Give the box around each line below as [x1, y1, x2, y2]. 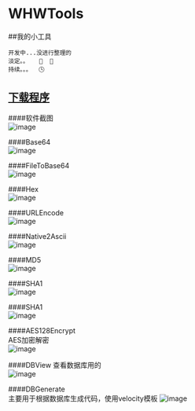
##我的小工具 [8, 31, 52, 41]
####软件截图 [8, 113, 53, 123]
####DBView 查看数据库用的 [8, 360, 102, 369]
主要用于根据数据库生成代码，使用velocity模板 [8, 394, 158, 403]
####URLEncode [8, 207, 64, 217]
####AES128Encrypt [8, 325, 76, 335]
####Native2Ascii [8, 231, 67, 240]
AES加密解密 [8, 335, 50, 344]
